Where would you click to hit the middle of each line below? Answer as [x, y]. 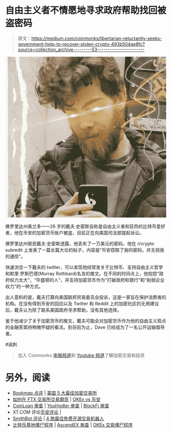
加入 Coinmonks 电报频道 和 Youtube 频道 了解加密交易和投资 [81, 355]
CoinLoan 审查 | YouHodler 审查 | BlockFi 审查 [61, 405]
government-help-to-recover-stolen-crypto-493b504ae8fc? [81, 44]
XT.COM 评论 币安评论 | [37, 412]
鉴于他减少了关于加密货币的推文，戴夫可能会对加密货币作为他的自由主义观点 [86, 321]
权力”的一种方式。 [24, 286]
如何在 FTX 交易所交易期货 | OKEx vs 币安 [57, 399]
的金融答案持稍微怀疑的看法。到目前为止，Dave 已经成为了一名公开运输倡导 [85, 327]
